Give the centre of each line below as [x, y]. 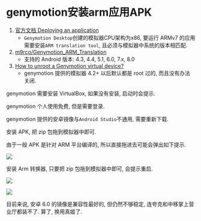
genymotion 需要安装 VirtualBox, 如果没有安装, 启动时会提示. [81, 93]
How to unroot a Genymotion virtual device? [69, 66]
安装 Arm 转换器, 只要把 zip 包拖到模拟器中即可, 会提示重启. [79, 169]
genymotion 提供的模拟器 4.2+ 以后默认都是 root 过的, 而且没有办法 [107, 73]
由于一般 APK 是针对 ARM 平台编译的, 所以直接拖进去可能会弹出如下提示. [96, 145]
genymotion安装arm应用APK [79, 12]
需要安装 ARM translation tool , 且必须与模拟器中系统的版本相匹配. [106, 45]
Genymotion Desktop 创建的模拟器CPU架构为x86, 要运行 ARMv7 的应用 [109, 37]
